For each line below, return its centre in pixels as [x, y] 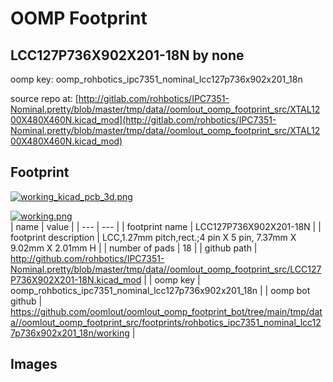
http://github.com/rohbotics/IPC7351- [87, 258]
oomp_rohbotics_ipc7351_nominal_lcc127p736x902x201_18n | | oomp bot [160, 290]
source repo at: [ [44, 98]
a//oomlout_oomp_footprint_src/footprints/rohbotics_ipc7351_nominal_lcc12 [166, 322]
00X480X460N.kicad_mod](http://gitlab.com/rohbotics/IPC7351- [143, 120]
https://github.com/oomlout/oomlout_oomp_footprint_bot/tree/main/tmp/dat [166, 311]
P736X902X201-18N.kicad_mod [76, 279]
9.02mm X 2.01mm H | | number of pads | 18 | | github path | [134, 248]
